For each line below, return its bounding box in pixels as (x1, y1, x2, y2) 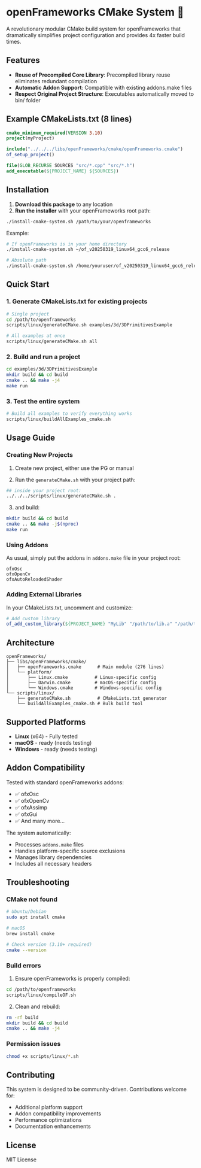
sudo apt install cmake (6, 914, 66, 921)
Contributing (6, 1070, 55, 1080)
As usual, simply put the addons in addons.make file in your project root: (6, 554, 181, 562)
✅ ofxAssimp (14, 803, 48, 811)
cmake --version (6, 947, 47, 953)
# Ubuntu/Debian (6, 909, 47, 915)
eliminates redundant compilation (14, 77, 98, 84)
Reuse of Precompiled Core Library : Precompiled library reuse (14, 71, 170, 78)
